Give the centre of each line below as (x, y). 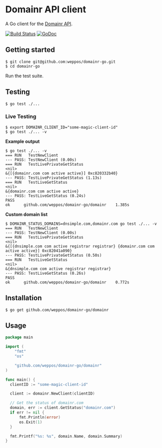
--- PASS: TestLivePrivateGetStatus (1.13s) (54, 178)
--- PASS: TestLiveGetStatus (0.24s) (46, 196)
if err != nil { (27, 413)
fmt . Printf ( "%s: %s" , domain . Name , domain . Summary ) (66, 436)
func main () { (21, 380)
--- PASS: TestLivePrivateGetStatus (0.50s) (54, 255)
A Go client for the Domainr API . (39, 24)
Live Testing (21, 117)
